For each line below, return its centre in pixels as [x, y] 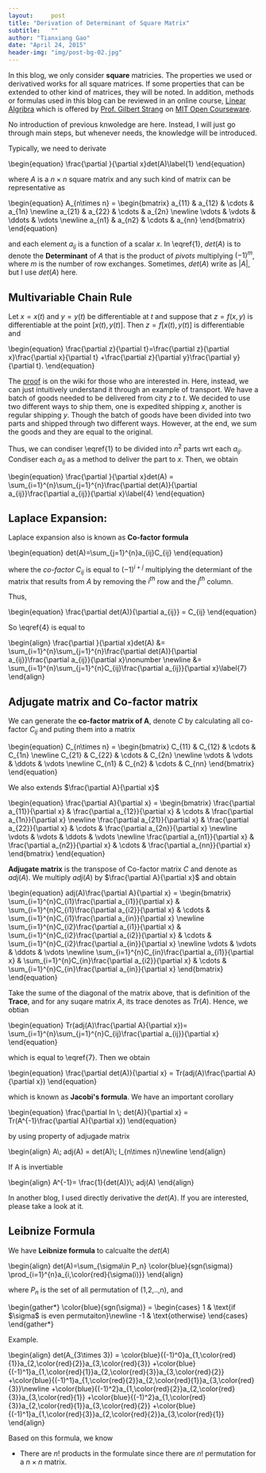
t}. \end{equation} [66, 366]
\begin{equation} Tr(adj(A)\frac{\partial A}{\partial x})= [98, 1025]
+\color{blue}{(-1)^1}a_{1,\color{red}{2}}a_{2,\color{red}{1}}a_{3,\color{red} [131, 1380]
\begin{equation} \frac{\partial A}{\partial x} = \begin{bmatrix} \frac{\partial [132, 803]
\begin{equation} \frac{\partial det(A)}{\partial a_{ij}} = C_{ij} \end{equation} [133, 612]
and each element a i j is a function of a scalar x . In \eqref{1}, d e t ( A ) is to [125, 245]
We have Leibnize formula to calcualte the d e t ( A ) [89, 1250]
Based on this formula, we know [61, 1438]
